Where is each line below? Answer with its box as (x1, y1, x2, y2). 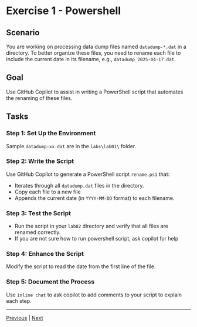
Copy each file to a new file (14, 188, 81, 195)
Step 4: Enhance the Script (6, 250, 84, 258)
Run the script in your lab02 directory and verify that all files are (14, 222, 169, 230)
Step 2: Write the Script (6, 157, 74, 165)
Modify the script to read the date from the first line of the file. (6, 263, 156, 270)
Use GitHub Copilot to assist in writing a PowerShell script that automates (6, 88, 184, 95)
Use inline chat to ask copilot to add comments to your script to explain (6, 291, 182, 298)
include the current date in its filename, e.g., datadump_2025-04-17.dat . (6, 56, 176, 62)
